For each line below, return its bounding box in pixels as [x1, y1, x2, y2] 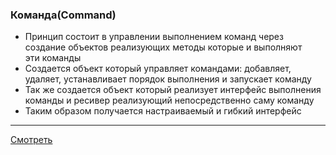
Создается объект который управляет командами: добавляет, [24, 63, 292, 75]
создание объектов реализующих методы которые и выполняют [24, 41, 303, 53]
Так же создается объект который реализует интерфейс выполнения [24, 84, 322, 96]
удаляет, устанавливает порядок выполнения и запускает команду [24, 73, 312, 85]
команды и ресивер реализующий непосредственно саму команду [24, 94, 315, 107]
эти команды [24, 52, 82, 64]
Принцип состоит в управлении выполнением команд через [24, 31, 284, 43]
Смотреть [10, 134, 53, 146]
